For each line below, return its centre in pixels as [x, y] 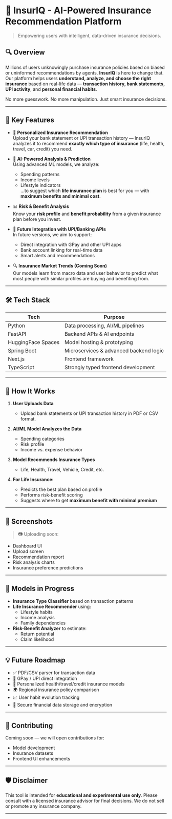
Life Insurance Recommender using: [52, 606]
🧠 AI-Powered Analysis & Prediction [52, 159]
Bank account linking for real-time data [61, 250]
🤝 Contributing [29, 726]
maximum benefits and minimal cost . [60, 196]
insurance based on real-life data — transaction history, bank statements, [85, 84]
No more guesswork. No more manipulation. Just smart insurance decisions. [86, 99]
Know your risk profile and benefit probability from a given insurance [87, 214]
